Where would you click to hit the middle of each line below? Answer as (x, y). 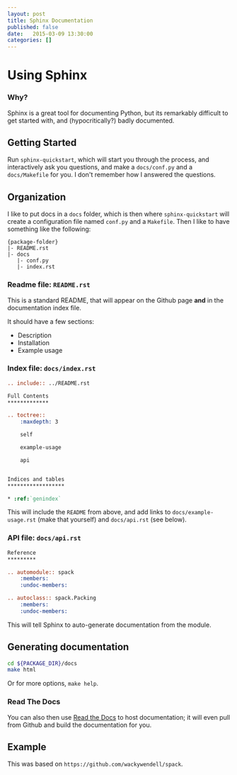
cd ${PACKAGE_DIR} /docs (42, 663)
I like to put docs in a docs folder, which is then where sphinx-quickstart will (118, 214)
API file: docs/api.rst (44, 538)
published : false (33, 27)
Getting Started (42, 143)
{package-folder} (33, 242)
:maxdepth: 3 (39, 422)
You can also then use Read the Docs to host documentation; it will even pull (119, 717)
